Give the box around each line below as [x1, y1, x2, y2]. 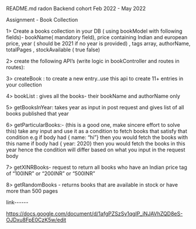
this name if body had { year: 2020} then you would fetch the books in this [6, 140, 185, 147]
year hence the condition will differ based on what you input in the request [6, 146, 185, 153]
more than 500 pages [6, 188, 59, 195]
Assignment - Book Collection [6, 16, 78, 23]
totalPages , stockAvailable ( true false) [6, 46, 101, 53]
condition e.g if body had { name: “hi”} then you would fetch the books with [6, 134, 188, 141]
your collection [6, 81, 42, 88]
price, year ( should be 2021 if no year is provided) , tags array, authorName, [6, 40, 191, 47]
